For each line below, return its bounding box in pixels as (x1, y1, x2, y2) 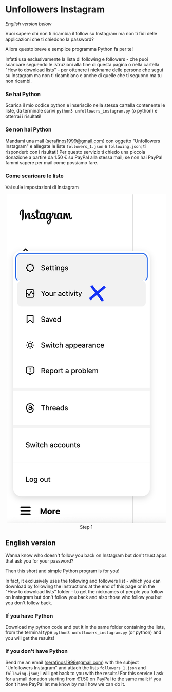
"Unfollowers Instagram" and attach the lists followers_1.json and (5, 665, 146, 671)
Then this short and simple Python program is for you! (5, 568, 120, 574)
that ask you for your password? (5, 557, 73, 564)
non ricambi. (5, 78, 32, 84)
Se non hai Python (5, 126, 52, 133)
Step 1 (80, 523, 93, 530)
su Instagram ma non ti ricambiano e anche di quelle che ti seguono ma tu (5, 72, 162, 78)
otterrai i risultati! (5, 113, 42, 119)
